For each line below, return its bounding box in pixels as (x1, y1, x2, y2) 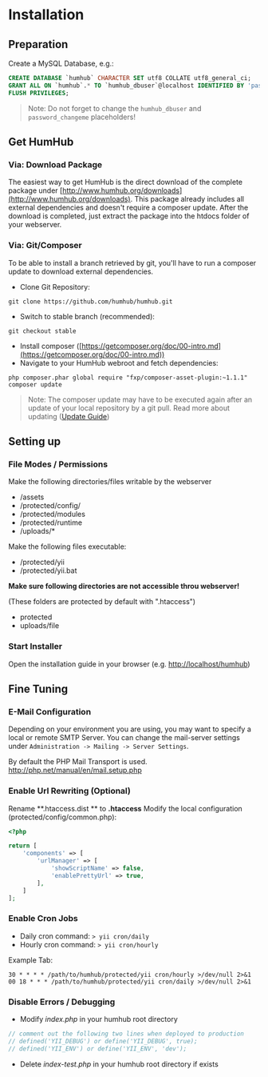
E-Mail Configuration (8, 706, 92, 717)
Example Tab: (8, 955, 53, 965)
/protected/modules (19, 510, 86, 519)
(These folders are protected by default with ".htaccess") (8, 597, 196, 607)
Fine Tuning (8, 682, 69, 695)
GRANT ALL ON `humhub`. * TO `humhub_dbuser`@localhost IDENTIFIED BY (8, 82, 245, 90)
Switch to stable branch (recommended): (19, 311, 156, 321)
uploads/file (19, 621, 60, 631)
